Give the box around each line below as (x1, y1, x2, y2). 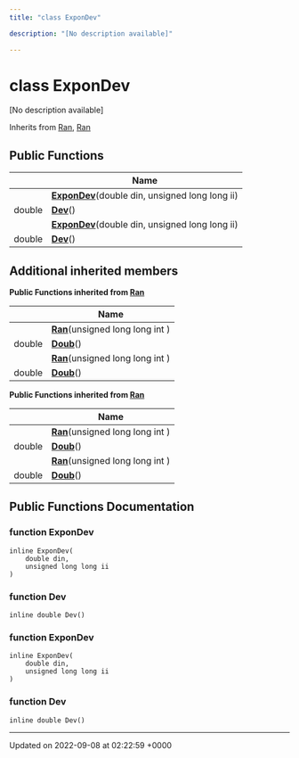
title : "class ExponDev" (9, 12, 101, 22)
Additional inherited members (9, 263, 179, 278)
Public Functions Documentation (9, 499, 195, 515)
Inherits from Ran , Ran (9, 122, 91, 133)
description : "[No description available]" (9, 29, 174, 38)
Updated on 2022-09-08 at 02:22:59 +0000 (9, 739, 172, 750)
